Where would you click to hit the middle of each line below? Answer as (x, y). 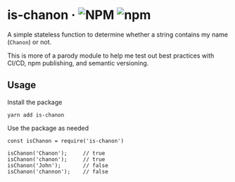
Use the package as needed (48, 128)
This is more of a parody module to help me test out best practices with (111, 56)
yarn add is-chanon (36, 115)
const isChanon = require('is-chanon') (66, 141)
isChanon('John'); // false (58, 165)
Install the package (35, 102)
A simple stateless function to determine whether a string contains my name (118, 34)
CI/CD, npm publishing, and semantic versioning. (78, 63)
